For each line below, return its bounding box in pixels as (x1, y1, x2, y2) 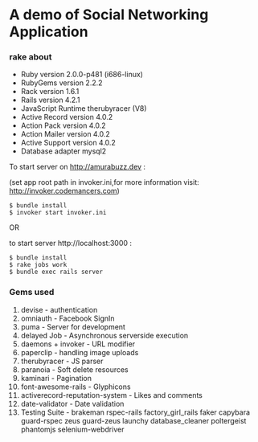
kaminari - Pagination (20, 373, 92, 383)
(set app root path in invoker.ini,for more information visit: (9, 178, 199, 187)
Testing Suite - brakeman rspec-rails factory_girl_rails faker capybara (20, 407, 251, 417)
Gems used (9, 287, 55, 298)
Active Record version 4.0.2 (20, 113, 113, 122)
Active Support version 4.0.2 (20, 138, 116, 148)
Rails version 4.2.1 (20, 95, 80, 105)
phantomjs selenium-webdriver (20, 424, 125, 434)
